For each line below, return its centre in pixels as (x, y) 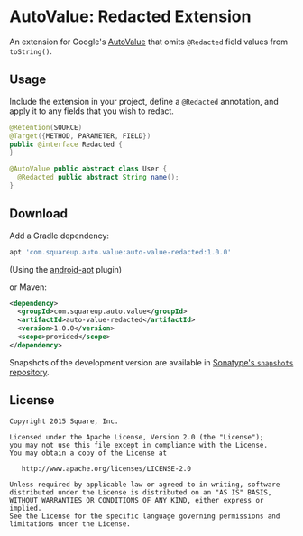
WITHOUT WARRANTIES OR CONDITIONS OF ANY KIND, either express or (137, 500)
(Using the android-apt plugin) (66, 269)
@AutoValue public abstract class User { (88, 169)
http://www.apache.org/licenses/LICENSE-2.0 (106, 468)
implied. (26, 508)
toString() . (31, 51)
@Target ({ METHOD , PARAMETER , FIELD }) (80, 136)
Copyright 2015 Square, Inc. (64, 421)
